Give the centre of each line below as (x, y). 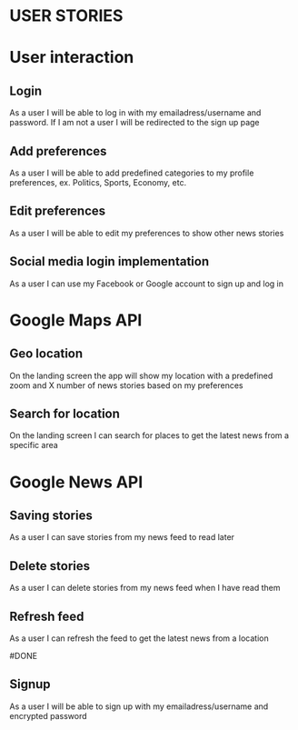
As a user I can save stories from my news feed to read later (122, 537)
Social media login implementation (109, 261)
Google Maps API (76, 320)
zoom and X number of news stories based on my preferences (126, 385)
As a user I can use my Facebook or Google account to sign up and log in (147, 284)
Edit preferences (58, 211)
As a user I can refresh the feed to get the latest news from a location (139, 638)
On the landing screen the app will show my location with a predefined (141, 375)
